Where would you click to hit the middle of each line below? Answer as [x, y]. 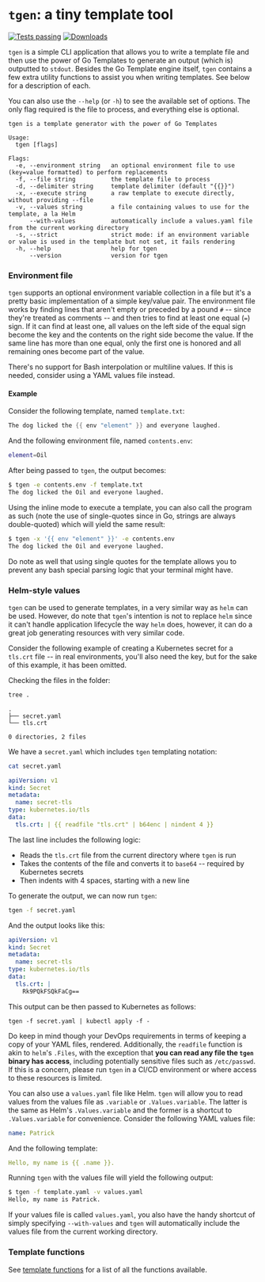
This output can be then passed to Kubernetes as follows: [102, 1006]
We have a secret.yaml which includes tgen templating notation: [113, 751]
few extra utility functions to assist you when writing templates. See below [129, 77]
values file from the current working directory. [83, 1232]
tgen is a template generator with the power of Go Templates [113, 124]
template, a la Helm [42, 214]
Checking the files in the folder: [59, 680]
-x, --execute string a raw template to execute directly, [125, 193]
